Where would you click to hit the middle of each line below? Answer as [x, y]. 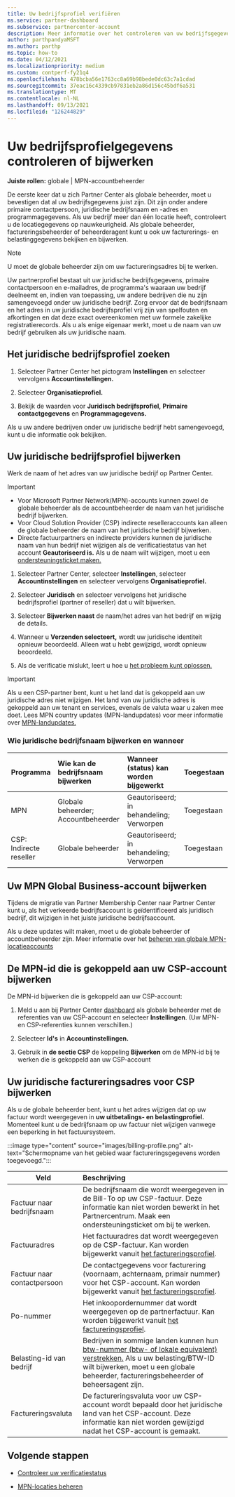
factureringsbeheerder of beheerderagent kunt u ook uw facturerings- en [113, 232]
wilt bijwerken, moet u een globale [139, 1367]
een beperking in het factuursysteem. [61, 1132]
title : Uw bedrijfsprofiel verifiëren [64, 14]
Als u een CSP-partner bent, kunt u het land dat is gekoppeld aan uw [106, 693]
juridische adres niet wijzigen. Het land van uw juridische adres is [101, 700]
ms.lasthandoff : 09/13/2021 [48, 105]
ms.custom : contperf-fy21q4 [48, 72]
